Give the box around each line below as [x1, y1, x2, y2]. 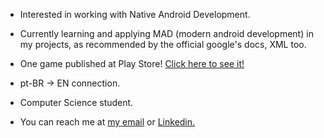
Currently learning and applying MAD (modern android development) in [19, 28, 314, 39]
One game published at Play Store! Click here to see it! [19, 58, 245, 69]
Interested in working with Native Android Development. [19, 9, 251, 20]
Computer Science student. [19, 97, 134, 108]
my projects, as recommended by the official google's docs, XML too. [19, 39, 307, 50]
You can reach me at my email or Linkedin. [19, 116, 196, 128]
